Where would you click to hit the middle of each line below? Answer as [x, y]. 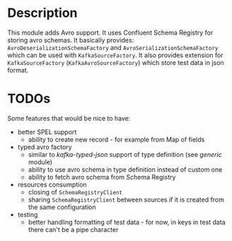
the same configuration [62, 207]
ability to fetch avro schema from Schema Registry [102, 177]
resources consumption [52, 184]
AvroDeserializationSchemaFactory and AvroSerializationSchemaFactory [113, 47]
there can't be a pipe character [73, 229]
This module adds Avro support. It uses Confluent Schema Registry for [110, 33]
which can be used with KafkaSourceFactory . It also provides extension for [116, 55]
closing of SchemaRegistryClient [75, 192]
